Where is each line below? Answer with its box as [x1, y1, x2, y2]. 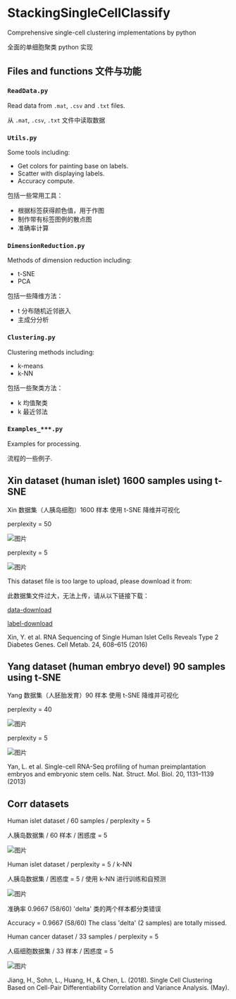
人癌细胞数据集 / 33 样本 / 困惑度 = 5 [7, 947, 114, 955]
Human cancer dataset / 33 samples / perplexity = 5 [7, 932, 159, 941]
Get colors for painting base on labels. [17, 161, 129, 170]
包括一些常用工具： [7, 191, 63, 199]
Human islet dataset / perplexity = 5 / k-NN [7, 860, 132, 869]
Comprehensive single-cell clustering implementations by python [7, 28, 197, 37]
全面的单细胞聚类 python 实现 [7, 42, 93, 51]
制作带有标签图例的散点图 [17, 215, 92, 223]
